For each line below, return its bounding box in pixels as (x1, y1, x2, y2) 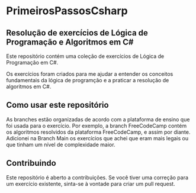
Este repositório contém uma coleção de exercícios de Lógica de (6, 53, 165, 60)
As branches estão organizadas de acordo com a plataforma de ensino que (6, 115, 190, 123)
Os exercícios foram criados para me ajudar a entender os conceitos (6, 70, 173, 78)
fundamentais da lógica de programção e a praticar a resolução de (6, 77, 169, 83)
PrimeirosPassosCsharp (6, 4, 128, 18)
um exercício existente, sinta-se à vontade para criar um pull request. (6, 180, 176, 187)
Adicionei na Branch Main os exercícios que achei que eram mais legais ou (6, 134, 188, 141)
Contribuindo (6, 158, 56, 168)
